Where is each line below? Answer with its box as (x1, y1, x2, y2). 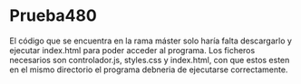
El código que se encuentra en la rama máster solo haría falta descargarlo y (9, 35, 293, 46)
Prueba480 (9, 5, 97, 26)
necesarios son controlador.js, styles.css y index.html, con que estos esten (9, 54, 290, 65)
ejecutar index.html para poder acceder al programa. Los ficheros (9, 44, 256, 55)
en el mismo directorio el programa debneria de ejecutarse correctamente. (9, 64, 288, 75)
